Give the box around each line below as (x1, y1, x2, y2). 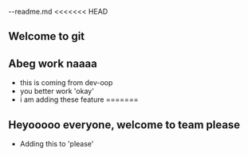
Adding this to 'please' (19, 139, 94, 149)
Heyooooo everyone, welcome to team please (8, 118, 241, 131)
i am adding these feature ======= (19, 95, 139, 104)
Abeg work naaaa (8, 57, 97, 70)
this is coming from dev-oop (19, 78, 113, 88)
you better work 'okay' (19, 87, 94, 96)
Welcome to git (8, 29, 85, 43)
